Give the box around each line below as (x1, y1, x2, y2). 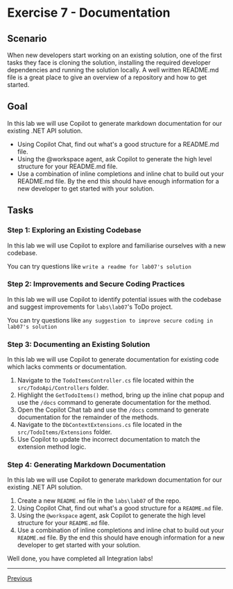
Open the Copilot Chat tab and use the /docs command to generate (17, 405, 209, 414)
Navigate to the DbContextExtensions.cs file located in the (17, 421, 182, 429)
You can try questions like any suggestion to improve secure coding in (7, 316, 214, 324)
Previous (7, 574, 33, 583)
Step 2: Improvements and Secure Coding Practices (7, 280, 185, 289)
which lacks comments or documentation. (7, 363, 127, 371)
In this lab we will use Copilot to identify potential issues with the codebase (7, 295, 222, 303)
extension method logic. (17, 443, 87, 451)
